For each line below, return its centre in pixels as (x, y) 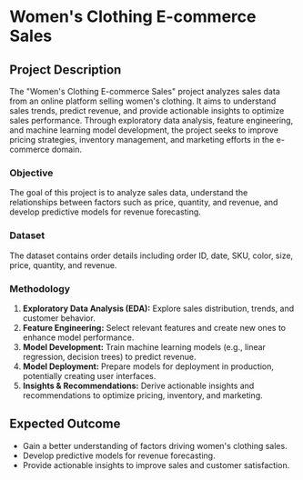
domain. (67, 149)
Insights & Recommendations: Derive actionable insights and (138, 385)
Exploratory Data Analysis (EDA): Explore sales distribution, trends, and (158, 308)
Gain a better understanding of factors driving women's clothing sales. (155, 445)
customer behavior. (59, 318)
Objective (31, 173)
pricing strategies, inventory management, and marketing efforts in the (142, 140)
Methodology (40, 288)
